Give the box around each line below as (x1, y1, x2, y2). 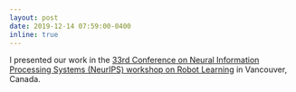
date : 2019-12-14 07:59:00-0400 (9, 22, 131, 31)
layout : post (9, 13, 59, 23)
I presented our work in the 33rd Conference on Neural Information (9, 55, 260, 66)
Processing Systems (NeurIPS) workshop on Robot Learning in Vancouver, (9, 64, 288, 75)
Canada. (9, 74, 41, 85)
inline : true (9, 30, 59, 39)
